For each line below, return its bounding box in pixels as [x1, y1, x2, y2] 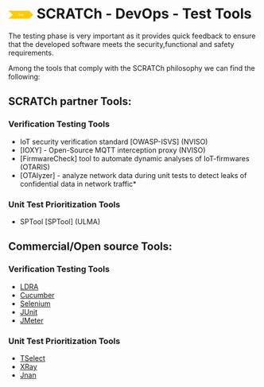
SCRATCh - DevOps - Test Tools [37, 5, 252, 23]
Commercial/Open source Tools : [8, 240, 173, 253]
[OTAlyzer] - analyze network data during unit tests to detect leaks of [19, 170, 247, 180]
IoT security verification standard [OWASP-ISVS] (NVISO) [19, 137, 208, 146]
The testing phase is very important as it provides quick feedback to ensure [8, 31, 256, 41]
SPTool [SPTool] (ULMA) [19, 216, 101, 226]
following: [8, 72, 41, 81]
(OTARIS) [19, 162, 50, 172]
